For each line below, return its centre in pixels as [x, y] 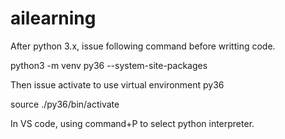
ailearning [53, 18]
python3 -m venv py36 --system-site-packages [109, 65]
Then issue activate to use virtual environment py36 [117, 84]
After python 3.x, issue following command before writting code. [143, 46]
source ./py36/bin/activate [65, 104]
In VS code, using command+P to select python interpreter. [132, 123]
